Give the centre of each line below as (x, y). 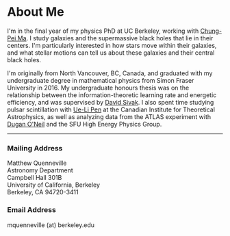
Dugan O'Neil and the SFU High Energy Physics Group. (85, 124)
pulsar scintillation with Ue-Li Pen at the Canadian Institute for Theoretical (111, 109)
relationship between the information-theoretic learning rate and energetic (112, 95)
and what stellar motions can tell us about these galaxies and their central (111, 53)
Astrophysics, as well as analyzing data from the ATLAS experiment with (109, 116)
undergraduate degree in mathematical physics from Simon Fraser (101, 80)
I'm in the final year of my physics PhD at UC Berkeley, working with (103, 31)
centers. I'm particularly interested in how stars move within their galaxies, (112, 45)
